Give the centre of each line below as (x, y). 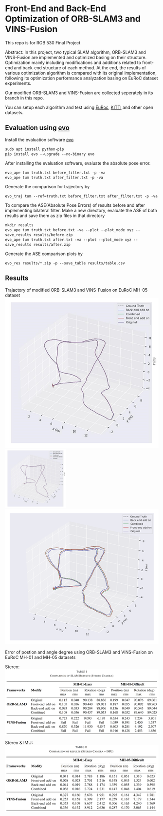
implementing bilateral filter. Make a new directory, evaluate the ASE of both (81, 210)
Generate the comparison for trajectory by (47, 186)
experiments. (18, 83)
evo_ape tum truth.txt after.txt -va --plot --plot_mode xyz (68, 239)
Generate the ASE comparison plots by (44, 254)
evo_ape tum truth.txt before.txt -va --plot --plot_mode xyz (69, 230)
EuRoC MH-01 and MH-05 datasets (40, 657)
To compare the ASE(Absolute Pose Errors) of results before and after (75, 205)
